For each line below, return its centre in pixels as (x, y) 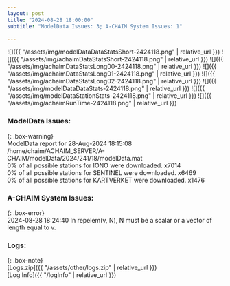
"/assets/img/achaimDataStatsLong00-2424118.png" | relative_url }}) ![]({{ (112, 67)
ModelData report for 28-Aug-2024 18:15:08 (70, 143)
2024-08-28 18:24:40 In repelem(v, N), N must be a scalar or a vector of (110, 220)
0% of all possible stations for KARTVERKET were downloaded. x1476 (106, 180)
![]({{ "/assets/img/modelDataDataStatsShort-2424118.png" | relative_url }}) (114, 52)
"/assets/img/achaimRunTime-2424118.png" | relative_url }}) (92, 103)
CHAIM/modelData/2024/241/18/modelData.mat (75, 158)
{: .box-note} (25, 261)
